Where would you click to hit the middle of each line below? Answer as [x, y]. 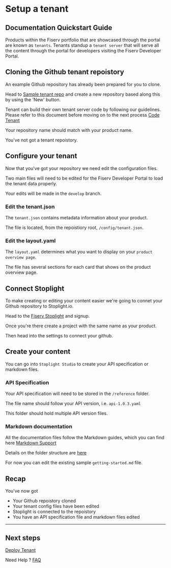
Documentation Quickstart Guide [59, 28]
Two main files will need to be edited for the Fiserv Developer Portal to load [84, 178]
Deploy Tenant [21, 550]
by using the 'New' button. [33, 99]
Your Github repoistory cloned [44, 501]
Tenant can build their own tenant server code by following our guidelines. [83, 109]
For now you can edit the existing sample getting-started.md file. [74, 463]
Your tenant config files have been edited [56, 506]
